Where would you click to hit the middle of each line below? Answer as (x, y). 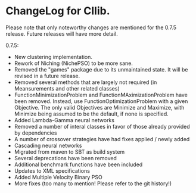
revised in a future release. (47, 76)
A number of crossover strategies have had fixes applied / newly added (102, 139)
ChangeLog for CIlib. (58, 11)
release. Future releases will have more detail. (62, 33)
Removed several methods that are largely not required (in (85, 82)
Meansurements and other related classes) (67, 88)
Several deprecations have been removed (65, 158)
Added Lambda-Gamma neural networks (64, 120)
